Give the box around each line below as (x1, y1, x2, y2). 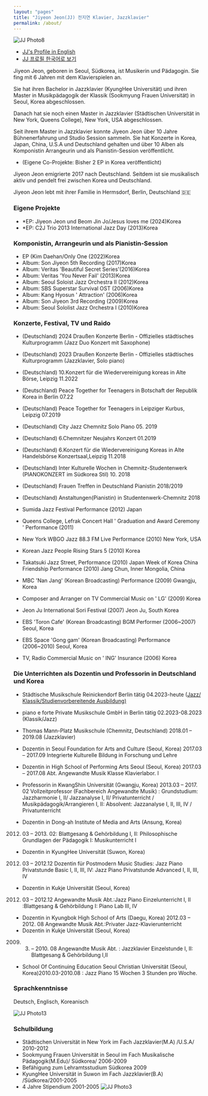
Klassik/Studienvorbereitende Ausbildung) (22, 697, 127, 705)
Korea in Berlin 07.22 (22, 393, 74, 400)
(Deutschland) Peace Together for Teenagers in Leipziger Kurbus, (22, 405, 185, 413)
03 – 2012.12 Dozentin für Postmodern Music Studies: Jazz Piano (22, 859, 183, 867)
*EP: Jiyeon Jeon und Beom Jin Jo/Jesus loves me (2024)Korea (22, 217, 182, 225)
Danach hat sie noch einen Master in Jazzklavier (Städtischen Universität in (13, 110, 200, 117)
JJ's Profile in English (22, 48, 76, 55)
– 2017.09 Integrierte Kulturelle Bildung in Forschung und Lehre (22, 751, 177, 759)
